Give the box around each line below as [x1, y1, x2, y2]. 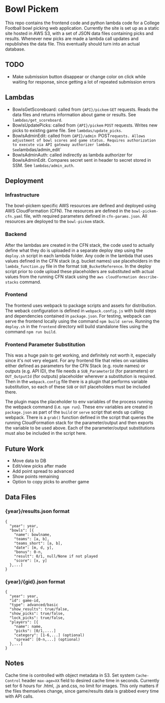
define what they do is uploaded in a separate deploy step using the [5, 247, 143, 253]
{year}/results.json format [5, 508, 70, 515]
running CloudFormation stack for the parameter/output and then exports [5, 420, 154, 426]
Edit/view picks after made [12, 463, 66, 469]
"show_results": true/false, [9, 607, 69, 611]
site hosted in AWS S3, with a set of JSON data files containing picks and [5, 30, 154, 36]
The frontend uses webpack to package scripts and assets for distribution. [5, 302, 157, 308]
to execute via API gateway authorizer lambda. [12, 142, 112, 147]
